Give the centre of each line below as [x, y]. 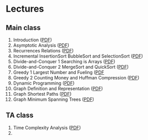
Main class [23, 28]
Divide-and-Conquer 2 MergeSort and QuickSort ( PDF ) [71, 67]
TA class [20, 115]
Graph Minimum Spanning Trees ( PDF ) [54, 99]
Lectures [25, 9]
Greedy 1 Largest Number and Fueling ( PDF [59, 72]
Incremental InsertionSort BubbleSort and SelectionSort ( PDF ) [78, 56]
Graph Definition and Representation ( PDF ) [58, 89]
